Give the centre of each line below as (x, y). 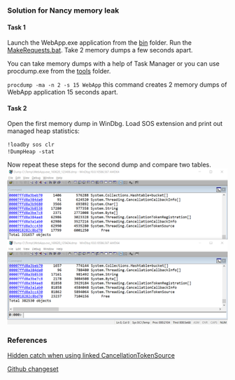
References (27, 340)
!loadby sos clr (31, 145)
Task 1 (16, 27)
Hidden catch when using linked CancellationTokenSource (91, 356)
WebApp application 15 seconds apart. (63, 92)
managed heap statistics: (44, 131)
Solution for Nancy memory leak (63, 10)
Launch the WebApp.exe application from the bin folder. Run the (100, 43)
